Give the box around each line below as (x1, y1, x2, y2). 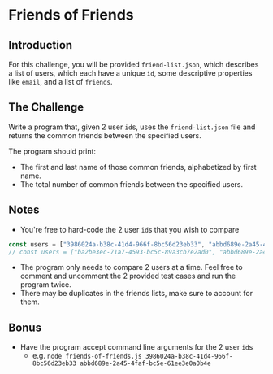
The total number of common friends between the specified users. (19, 179, 244, 189)
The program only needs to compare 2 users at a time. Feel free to (19, 263, 243, 272)
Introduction (8, 38, 73, 52)
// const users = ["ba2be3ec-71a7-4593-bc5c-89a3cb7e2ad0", (8, 248, 217, 256)
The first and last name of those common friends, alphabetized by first (19, 162, 258, 172)
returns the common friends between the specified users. (8, 130, 201, 140)
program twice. (19, 280, 71, 289)
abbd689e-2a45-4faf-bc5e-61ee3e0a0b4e (80, 359, 211, 367)
